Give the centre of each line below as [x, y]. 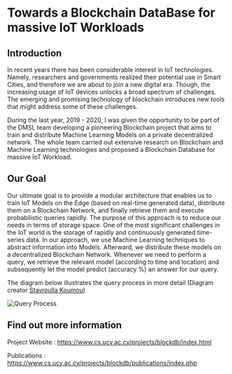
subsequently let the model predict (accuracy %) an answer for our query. [113, 269]
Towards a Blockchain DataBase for [111, 13]
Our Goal [27, 179]
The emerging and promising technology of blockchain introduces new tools [116, 99]
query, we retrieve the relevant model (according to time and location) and [113, 262]
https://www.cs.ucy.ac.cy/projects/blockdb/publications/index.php [102, 363]
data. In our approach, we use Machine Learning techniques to [116, 239]
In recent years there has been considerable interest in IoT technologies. [110, 70]
